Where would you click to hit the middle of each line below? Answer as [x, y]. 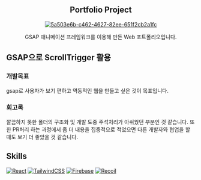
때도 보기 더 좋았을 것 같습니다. [42, 137]
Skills [16, 156]
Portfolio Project [101, 10]
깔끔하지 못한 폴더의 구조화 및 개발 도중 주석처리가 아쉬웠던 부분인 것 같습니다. [97, 122]
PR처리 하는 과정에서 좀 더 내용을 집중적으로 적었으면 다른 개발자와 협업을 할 [101, 129]
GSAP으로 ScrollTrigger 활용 [58, 57]
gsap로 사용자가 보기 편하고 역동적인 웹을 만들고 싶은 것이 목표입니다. [88, 90]
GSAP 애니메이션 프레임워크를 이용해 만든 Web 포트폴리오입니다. [101, 37]
